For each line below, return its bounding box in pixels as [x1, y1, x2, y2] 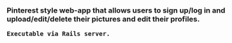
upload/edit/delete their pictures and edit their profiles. [6, 14, 200, 24]
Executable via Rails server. [6, 30, 111, 38]
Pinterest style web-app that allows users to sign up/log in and [6, 6, 226, 15]
